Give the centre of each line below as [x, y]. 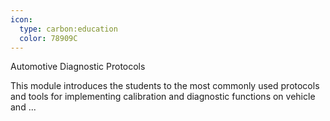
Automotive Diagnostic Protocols [78, 67]
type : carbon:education [68, 29]
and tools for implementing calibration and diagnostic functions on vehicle [163, 97]
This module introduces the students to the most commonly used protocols [165, 86]
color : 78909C [48, 38]
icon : [21, 19]
